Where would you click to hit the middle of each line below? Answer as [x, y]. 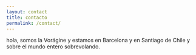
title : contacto [27, 18]
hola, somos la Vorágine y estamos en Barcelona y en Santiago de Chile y [98, 40]
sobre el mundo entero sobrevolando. [53, 47]
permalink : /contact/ [34, 23]
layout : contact [27, 12]
